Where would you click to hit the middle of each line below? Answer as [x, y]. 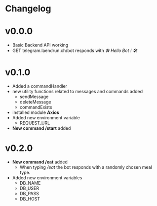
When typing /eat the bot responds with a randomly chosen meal [86, 167]
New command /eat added [40, 162]
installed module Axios [36, 112]
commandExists [36, 107]
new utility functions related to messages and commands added [78, 92]
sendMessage [34, 97]
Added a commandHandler [40, 86]
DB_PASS [29, 193]
